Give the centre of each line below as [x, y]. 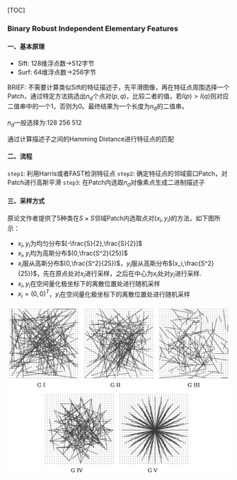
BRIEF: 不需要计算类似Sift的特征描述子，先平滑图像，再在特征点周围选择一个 [118, 87]
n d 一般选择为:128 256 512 [45, 123]
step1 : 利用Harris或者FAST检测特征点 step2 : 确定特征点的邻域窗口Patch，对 [117, 173]
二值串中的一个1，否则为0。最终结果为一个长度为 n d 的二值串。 [98, 107]
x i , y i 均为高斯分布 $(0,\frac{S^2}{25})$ [73, 254]
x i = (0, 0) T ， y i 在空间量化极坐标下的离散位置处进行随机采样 [104, 294]
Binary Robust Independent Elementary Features [93, 28]
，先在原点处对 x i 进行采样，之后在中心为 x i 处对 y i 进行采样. [119, 274]
